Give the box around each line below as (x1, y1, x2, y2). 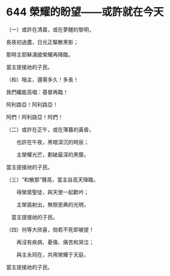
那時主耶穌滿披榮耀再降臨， (6, 51, 74, 58)
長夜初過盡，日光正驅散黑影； (6, 38, 79, 45)
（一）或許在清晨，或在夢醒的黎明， (6, 26, 94, 33)
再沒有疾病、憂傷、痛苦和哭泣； (16, 238, 94, 245)
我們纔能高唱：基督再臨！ (6, 88, 68, 95)
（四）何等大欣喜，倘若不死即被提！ (6, 226, 94, 233)
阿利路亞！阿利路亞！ (6, 101, 58, 108)
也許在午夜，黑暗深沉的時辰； (16, 138, 89, 145)
